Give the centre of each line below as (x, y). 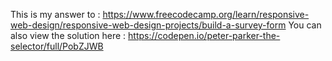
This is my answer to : (55, 14)
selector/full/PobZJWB (57, 46)
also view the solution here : (68, 35)
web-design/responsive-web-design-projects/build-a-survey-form (148, 25)
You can (305, 25)
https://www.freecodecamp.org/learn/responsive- (206, 14)
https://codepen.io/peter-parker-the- (204, 35)
